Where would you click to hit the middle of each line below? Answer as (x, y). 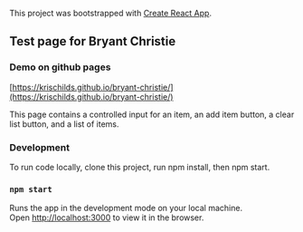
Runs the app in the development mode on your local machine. (126, 208)
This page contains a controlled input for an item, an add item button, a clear (152, 114)
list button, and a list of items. (64, 124)
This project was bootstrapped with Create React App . (111, 13)
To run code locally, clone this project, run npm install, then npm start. (140, 167)
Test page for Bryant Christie (93, 41)
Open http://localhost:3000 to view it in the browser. (107, 217)
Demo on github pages (60, 67)
